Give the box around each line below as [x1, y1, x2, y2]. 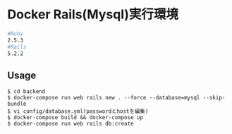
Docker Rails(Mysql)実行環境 [7, 6, 178, 23]
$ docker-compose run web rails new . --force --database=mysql [7, 95, 200, 102]
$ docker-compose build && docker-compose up [7, 114, 143, 121]
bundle [7, 100, 27, 108]
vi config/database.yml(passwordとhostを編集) [13, 108, 149, 115]
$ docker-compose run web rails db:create [7, 121, 134, 128]
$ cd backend [7, 88, 46, 95]
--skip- [202, 95, 226, 102]
